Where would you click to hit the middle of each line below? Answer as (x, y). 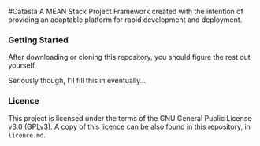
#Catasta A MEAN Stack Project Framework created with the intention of (126, 11)
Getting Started (38, 40)
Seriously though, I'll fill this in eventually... (77, 81)
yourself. (22, 65)
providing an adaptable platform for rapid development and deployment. (125, 20)
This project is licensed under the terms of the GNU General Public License (130, 118)
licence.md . (27, 135)
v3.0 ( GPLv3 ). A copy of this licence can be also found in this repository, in (129, 126)
